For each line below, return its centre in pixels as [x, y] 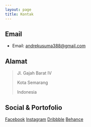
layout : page [18, 10]
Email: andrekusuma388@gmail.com [49, 46]
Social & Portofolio [34, 108]
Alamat [16, 61]
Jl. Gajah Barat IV [34, 73]
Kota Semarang [32, 83]
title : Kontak [19, 14]
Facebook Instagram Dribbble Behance [44, 119]
